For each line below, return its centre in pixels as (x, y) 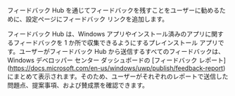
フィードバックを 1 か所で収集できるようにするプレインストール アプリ (115, 43)
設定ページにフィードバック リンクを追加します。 (97, 19)
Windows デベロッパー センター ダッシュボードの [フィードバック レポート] (117, 60)
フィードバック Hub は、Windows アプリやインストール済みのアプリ (106, 34)
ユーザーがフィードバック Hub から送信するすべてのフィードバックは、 (122, 52)
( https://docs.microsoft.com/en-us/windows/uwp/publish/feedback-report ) (116, 68)
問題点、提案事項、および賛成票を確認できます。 (78, 85)
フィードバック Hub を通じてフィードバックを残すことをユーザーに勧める (114, 10)
